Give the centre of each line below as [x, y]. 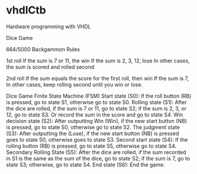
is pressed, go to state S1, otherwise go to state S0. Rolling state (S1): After [96, 102]
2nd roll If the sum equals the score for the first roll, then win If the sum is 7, [98, 78]
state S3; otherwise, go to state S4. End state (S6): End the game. [86, 165]
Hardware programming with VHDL [49, 26]
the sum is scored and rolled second [50, 67]
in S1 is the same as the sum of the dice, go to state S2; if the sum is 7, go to [98, 158]
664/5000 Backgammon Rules [43, 49]
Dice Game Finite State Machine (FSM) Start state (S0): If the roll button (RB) [99, 96]
